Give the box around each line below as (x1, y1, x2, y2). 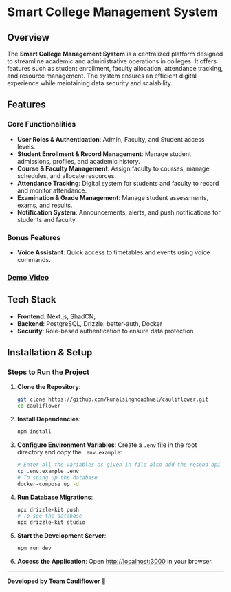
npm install (16, 428, 52, 435)
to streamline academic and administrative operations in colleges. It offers (7, 57, 217, 65)
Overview (7, 32, 50, 43)
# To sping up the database (16, 474, 98, 481)
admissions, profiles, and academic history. (16, 157, 141, 165)
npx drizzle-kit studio (16, 519, 86, 526)
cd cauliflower (16, 403, 61, 410)
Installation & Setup (7, 347, 93, 358)
